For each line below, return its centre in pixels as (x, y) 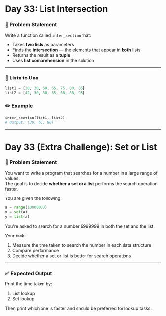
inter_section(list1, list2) (35, 118)
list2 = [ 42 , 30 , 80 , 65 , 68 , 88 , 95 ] (45, 93)
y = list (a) (17, 217)
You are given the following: (33, 198)
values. (12, 178)
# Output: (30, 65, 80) (30, 122)
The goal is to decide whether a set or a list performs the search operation (81, 184)
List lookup (23, 293)
